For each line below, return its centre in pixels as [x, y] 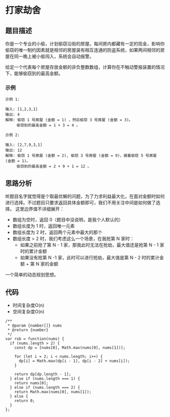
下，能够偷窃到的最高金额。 [34, 73]
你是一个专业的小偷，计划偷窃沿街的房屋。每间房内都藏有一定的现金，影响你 [85, 44]
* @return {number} [28, 330]
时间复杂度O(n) [28, 305]
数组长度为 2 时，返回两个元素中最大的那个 [57, 233]
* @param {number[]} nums [35, 326]
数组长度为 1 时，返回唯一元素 [44, 226]
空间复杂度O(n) [28, 311]
